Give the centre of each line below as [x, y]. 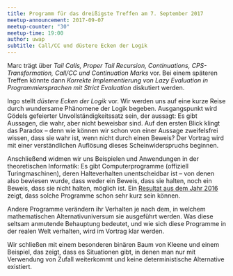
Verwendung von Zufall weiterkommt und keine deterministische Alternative [116, 259]
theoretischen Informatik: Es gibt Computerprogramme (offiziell [98, 166]
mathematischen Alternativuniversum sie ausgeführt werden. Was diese [110, 216]
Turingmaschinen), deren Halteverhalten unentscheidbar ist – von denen [111, 173]
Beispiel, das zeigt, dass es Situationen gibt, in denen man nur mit [102, 252]
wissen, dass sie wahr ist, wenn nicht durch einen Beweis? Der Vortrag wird [116, 138]
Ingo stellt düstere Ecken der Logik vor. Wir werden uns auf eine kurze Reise [116, 101]
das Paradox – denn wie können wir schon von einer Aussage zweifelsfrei [113, 130]
